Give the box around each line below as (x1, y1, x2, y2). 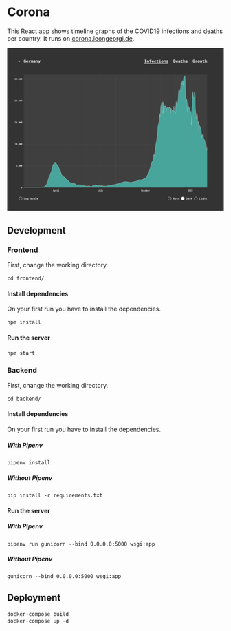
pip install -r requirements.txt (7, 492, 103, 499)
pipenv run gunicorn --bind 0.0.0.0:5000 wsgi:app (7, 540, 155, 548)
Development (7, 225, 67, 236)
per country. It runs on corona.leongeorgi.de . (7, 34, 135, 42)
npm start (7, 349, 36, 357)
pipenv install (7, 459, 51, 466)
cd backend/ (7, 395, 41, 402)
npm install (7, 319, 41, 326)
